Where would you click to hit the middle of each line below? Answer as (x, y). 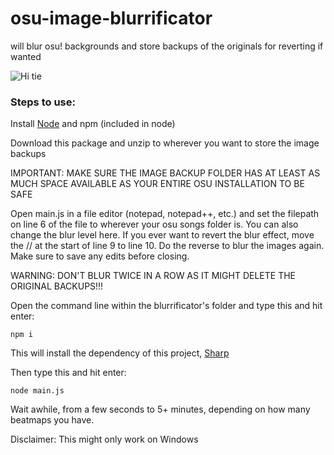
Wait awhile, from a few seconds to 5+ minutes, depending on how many (160, 409)
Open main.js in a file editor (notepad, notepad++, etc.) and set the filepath (165, 214)
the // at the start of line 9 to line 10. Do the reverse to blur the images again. (167, 246)
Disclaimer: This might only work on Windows (104, 439)
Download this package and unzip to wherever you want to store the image (165, 143)
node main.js (37, 391)
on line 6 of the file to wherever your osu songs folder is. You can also (154, 224)
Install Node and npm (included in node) (93, 124)
